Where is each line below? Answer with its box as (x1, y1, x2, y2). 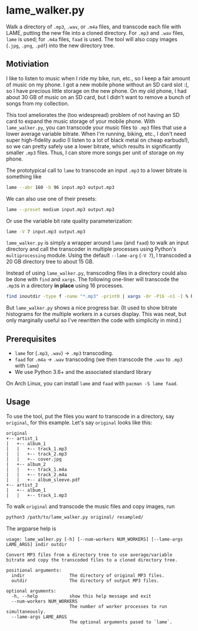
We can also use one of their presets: (6, 195, 97, 202)
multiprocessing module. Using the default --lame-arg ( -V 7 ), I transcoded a (6, 252, 192, 259)
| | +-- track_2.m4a (6, 471, 67, 477)
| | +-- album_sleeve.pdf (6, 477, 81, 483)
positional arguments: (6, 567, 62, 573)
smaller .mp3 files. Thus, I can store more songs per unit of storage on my (6, 149, 184, 156)
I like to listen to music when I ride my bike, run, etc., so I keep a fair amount (6, 74, 190, 82)
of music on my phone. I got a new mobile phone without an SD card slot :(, (6, 81, 189, 88)
